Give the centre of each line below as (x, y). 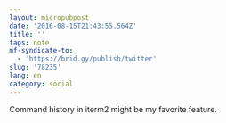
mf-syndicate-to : (41, 51)
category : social (41, 84)
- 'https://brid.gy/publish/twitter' (87, 59)
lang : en (25, 76)
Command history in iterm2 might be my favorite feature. (113, 109)
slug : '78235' (36, 68)
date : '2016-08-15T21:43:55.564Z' (73, 26)
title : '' (28, 34)
